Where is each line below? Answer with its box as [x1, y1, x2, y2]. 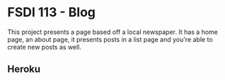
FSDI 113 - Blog [7, 4, 96, 21]
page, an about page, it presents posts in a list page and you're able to [7, 35, 214, 43]
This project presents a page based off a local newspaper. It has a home [7, 28, 218, 36]
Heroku [7, 63, 41, 75]
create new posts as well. [7, 42, 81, 51]
